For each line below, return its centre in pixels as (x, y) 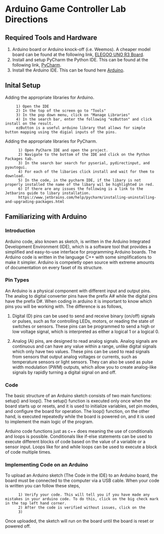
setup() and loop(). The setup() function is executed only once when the (78, 401)
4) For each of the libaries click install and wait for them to (86, 172)
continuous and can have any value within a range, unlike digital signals (84, 346)
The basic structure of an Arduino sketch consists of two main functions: (78, 396)
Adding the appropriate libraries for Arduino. (50, 97)
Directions (26, 19)
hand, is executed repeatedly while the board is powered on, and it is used (80, 417)
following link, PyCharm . (37, 65)
